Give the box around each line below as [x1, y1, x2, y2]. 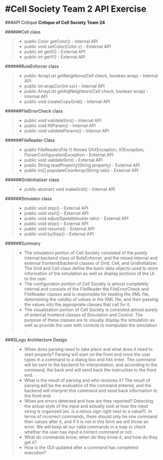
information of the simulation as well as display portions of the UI [24, 270, 155, 276]
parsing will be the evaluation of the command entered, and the [24, 382, 152, 388]
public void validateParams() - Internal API [24, 128, 109, 133]
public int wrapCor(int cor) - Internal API [24, 83, 105, 89]
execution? [24, 449, 47, 456]
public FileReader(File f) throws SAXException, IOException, [24, 147, 145, 152]
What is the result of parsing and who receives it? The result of [24, 377, 151, 383]
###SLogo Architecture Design [5, 337, 67, 343]
